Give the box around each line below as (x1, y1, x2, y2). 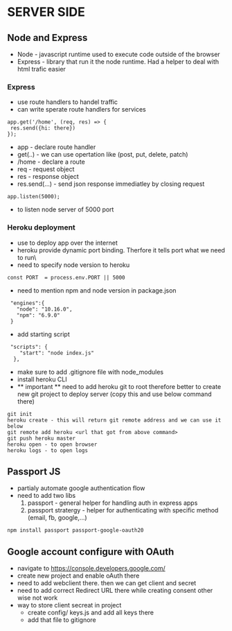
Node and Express (7, 32, 88, 44)
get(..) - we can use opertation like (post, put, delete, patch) (17, 150, 188, 159)
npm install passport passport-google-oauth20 (7, 527, 144, 534)
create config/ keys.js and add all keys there (27, 608, 154, 617)
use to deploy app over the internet (17, 239, 118, 247)
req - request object (17, 165, 75, 173)
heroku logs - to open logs (7, 447, 89, 454)
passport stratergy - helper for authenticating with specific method (27, 506, 219, 515)
